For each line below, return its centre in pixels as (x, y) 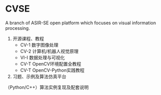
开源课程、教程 (28, 38)
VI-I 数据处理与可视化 (42, 57)
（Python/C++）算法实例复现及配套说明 (47, 87)
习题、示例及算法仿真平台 (39, 76)
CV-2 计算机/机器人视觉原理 (49, 51)
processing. (18, 28)
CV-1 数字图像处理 (39, 45)
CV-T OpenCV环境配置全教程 (51, 64)
